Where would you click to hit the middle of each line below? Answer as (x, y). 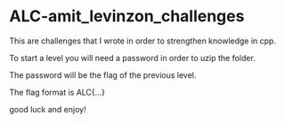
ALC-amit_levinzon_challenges (127, 16)
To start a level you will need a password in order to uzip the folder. (132, 58)
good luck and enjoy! (48, 109)
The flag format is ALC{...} (57, 92)
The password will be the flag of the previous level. (103, 75)
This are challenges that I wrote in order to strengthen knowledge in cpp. (142, 41)
